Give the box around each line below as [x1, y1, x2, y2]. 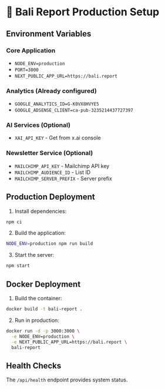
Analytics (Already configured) [6, 86, 97, 95]
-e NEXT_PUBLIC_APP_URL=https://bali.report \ [11, 339, 127, 345]
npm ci [6, 219, 22, 225]
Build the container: [14, 295, 62, 302]
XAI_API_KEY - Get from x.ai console [14, 135, 101, 142]
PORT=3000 [14, 67, 39, 73]
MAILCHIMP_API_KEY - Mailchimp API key [14, 162, 110, 169]
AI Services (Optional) [6, 121, 70, 129]
